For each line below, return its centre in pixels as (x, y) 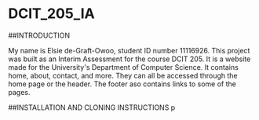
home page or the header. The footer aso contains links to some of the (122, 84)
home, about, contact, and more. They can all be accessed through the (123, 75)
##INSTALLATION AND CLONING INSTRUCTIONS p (92, 107)
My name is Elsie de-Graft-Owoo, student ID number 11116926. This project (129, 50)
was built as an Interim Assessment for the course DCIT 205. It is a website (129, 59)
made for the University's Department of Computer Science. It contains (124, 67)
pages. (19, 92)
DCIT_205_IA (52, 14)
